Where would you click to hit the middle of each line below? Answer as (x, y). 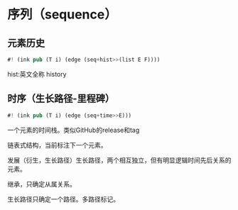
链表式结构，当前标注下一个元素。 (57, 145)
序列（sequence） (62, 15)
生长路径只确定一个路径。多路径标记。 (63, 199)
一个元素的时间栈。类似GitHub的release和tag (74, 130)
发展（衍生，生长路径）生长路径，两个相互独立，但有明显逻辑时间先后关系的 (119, 160)
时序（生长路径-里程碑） (61, 99)
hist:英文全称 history (37, 74)
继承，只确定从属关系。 (42, 184)
